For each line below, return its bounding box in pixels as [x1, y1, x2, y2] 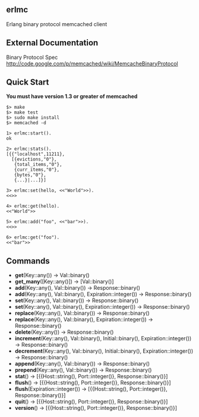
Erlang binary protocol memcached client [6, 20, 108, 27]
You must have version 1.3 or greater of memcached [6, 93, 138, 100]
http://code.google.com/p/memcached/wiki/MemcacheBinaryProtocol [6, 59, 178, 67]
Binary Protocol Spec [6, 54, 58, 61]
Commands [6, 256, 50, 266]
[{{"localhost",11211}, [6, 151, 65, 157]
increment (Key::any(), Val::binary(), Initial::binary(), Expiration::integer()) [14, 335, 192, 342]
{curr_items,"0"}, [14, 167, 60, 173]
